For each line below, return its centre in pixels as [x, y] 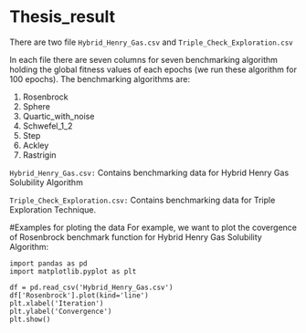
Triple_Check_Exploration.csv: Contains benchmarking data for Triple [142, 200]
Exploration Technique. [53, 209]
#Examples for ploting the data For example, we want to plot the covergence [153, 227]
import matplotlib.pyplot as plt [73, 271]
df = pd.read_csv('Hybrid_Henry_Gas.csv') [91, 287]
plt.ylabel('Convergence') [61, 311]
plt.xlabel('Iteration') [57, 303]
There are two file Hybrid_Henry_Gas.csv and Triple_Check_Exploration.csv [152, 42]
